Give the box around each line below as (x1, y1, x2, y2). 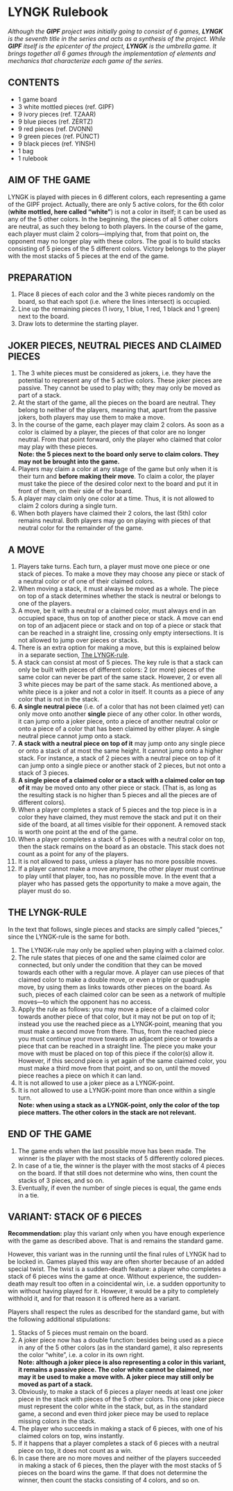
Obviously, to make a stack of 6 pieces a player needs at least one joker (17, 1388, 224, 1396)
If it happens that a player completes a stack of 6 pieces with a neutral (17, 1439, 219, 1447)
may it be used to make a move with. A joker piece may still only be (17, 1373, 214, 1381)
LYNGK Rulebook (8, 4, 109, 20)
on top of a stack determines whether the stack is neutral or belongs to (17, 592, 221, 600)
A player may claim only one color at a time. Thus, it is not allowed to (17, 494, 214, 503)
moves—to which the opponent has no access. (17, 997, 153, 1006)
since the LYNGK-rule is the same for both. (8, 932, 130, 941)
